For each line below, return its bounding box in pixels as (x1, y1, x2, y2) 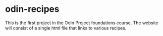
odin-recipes (5, 3, 59, 15)
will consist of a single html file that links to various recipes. (5, 25, 127, 31)
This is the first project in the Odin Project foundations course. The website (5, 20, 159, 26)
